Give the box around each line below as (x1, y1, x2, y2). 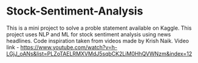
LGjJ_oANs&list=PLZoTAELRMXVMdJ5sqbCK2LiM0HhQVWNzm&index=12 (6, 50, 193, 57)
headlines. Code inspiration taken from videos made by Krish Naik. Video (6, 37, 189, 44)
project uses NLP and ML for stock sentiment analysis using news (6, 30, 171, 38)
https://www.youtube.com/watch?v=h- (20, 44, 118, 51)
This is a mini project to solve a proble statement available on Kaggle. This (6, 24, 192, 31)
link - (6, 44, 19, 51)
